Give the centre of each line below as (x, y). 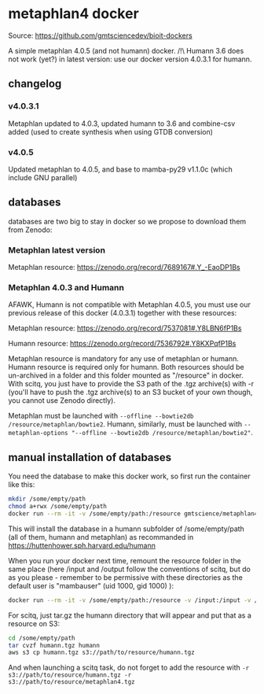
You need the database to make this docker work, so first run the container (129, 476)
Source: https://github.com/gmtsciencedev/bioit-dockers (100, 35)
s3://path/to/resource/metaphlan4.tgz (71, 682)
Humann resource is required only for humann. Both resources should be (126, 367)
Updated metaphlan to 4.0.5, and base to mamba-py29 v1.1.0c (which (121, 169)
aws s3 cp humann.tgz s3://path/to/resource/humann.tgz (101, 653)
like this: (22, 485)
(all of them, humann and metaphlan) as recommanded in (101, 537)
